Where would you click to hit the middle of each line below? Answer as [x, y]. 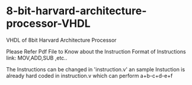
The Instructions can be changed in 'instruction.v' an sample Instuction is [96, 69]
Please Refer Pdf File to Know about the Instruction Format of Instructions [96, 51]
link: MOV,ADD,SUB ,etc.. [37, 58]
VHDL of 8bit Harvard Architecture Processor [61, 40]
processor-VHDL [48, 23]
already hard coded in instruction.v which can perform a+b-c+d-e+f [89, 75]
